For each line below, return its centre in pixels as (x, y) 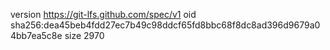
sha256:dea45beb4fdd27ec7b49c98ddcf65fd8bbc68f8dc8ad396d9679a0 (165, 25)
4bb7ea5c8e (36, 35)
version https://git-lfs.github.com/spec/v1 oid (103, 14)
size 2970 (84, 35)
